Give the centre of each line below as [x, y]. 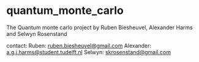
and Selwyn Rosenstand [37, 33]
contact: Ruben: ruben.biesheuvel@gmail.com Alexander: [79, 46]
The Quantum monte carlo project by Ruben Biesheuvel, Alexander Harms [99, 27]
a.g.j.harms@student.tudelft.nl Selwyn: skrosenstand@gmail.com [89, 52]
